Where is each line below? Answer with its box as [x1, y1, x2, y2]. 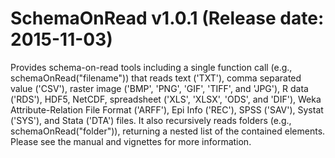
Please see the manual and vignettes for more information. [10, 135, 252, 147]
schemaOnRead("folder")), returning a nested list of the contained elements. [10, 125, 326, 137]
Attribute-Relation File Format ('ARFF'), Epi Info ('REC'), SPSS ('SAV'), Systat [10, 103, 324, 116]
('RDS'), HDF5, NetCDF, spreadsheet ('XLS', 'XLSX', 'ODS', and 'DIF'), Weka [10, 93, 322, 105]
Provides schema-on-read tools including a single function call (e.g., [10, 61, 293, 73]
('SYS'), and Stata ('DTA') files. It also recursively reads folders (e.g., [10, 114, 292, 126]
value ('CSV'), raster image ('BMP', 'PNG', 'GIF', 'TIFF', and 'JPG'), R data [10, 82, 309, 94]
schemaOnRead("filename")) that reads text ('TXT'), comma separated [10, 72, 302, 84]
